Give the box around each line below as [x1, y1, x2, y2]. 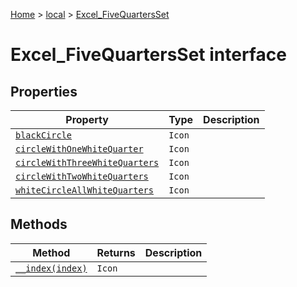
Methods [10, 216, 68, 233]
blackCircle [15, 130, 73, 141]
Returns [96, 245, 136, 259]
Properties [10, 83, 78, 100]
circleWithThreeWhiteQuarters [15, 157, 160, 168]
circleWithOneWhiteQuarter [15, 144, 144, 154]
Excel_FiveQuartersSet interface [10, 44, 287, 66]
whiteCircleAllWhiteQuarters [15, 185, 154, 196]
